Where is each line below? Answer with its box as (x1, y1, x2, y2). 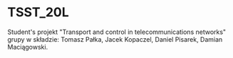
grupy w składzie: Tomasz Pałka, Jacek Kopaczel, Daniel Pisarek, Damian (7, 35, 223, 43)
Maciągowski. (7, 42, 48, 51)
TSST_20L (7, 4, 69, 21)
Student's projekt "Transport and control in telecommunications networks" (7, 28, 227, 36)
